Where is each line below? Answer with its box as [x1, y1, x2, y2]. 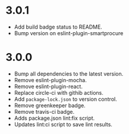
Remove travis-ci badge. [14, 108, 75, 115]
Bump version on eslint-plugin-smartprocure [14, 29, 124, 36]
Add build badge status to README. [14, 23, 102, 30]
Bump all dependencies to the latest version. [14, 70, 124, 77]
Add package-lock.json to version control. [14, 95, 117, 102]
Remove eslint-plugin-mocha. [14, 76, 87, 83]
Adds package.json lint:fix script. [14, 114, 95, 121]
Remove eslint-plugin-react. [14, 83, 83, 90]
